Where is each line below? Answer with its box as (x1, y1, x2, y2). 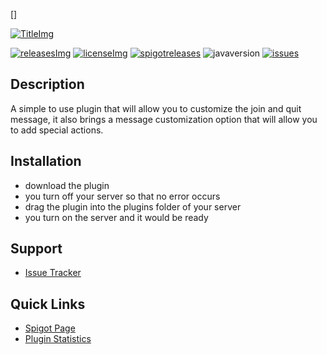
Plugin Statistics (24, 333, 92, 345)
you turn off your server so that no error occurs (24, 190, 221, 202)
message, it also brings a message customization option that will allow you (10, 113, 318, 125)
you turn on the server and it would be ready (24, 211, 209, 223)
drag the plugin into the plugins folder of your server (24, 200, 242, 213)
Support (10, 240, 63, 258)
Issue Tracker (24, 267, 82, 279)
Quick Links (10, 295, 86, 313)
